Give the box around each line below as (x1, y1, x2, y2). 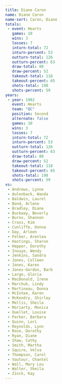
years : (5, 92, 19, 98)
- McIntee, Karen (7, 291, 44, 296)
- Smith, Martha (7, 343, 42, 348)
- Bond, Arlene (7, 201, 39, 206)
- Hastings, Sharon (7, 239, 49, 244)
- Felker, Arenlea (7, 234, 46, 239)
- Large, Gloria (7, 272, 42, 277)
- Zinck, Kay (7, 371, 35, 376)
